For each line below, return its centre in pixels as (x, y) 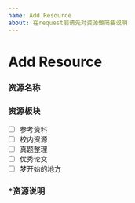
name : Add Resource (40, 15)
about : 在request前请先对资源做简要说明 (68, 23)
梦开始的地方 (40, 169)
